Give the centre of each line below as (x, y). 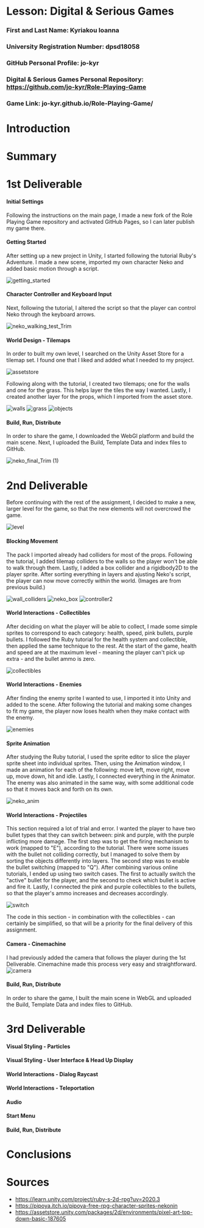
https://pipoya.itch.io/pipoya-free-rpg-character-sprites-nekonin (96, 1206)
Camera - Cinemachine (36, 944)
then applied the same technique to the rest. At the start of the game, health (101, 646)
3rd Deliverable (46, 1029)
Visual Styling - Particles (38, 1046)
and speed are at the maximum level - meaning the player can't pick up (96, 652)
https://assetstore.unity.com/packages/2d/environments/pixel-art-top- (104, 1212)
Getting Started (26, 242)
